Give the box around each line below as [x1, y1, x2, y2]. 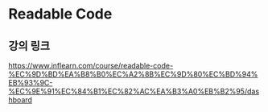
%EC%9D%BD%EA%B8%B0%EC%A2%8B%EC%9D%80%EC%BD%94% [8, 69, 258, 79]
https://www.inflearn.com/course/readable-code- [8, 61, 174, 70]
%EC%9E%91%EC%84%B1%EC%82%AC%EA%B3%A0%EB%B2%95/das [8, 86, 260, 96]
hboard [8, 95, 32, 105]
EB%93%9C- [8, 78, 53, 87]
